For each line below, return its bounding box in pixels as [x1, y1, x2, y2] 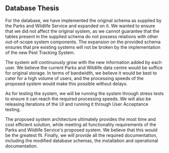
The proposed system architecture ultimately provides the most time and [5, 116, 156, 122]
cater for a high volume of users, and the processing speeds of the [5, 75, 144, 81]
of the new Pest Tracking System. [5, 49, 75, 55]
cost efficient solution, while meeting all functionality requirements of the [5, 121, 156, 127]
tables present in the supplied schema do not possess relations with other [5, 33, 158, 39]
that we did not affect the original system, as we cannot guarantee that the [5, 28, 160, 34]
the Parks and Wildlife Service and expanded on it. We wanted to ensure [5, 23, 155, 29]
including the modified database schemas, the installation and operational [5, 137, 158, 143]
